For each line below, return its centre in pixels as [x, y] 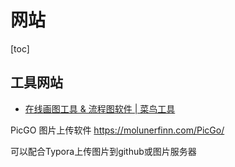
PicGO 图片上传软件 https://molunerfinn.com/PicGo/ [117, 130]
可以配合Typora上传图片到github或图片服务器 [103, 151]
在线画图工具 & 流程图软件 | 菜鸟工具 [100, 108]
